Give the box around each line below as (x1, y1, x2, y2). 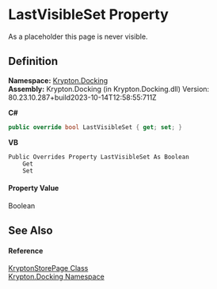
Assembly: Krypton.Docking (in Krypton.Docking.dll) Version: (8, 84, 210, 93)
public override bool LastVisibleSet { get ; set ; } (8, 123, 182, 131)
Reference (8, 245, 44, 255)
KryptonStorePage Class (8, 264, 89, 273)
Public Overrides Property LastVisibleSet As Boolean (8, 153, 190, 161)
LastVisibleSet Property (8, 6, 169, 24)
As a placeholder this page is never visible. (8, 32, 148, 41)
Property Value (8, 184, 59, 193)
